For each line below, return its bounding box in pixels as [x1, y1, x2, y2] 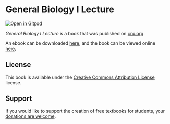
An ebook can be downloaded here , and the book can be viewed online [5, 40, 156, 46]
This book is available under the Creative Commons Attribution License [5, 74, 155, 80]
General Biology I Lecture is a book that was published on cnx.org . [5, 30, 145, 36]
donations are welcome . [5, 113, 56, 119]
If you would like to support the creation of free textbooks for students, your [5, 108, 165, 114]
